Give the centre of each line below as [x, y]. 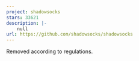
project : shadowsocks [33, 12]
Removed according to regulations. [50, 51]
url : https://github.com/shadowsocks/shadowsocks [70, 34]
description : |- [26, 23]
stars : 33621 [23, 18]
